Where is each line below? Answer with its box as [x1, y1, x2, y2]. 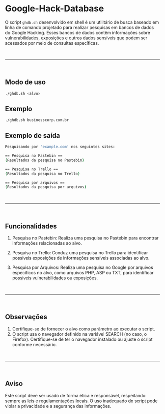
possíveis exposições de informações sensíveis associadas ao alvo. [12, 255, 150, 261]
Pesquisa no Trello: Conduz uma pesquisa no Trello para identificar [12, 250, 148, 256]
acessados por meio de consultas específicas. [5, 40, 99, 46]
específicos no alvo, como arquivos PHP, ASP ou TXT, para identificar [12, 270, 154, 276]
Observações [5, 313, 48, 321]
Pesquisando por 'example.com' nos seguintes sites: [5, 145, 115, 149]
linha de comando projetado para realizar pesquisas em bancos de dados [5, 24, 154, 30]
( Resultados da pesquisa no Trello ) [5, 171, 80, 176]
